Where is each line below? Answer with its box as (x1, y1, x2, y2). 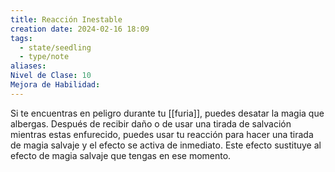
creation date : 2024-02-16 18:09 (10, 24, 150, 34)
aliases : (10, 61, 47, 71)
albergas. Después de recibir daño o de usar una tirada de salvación (10, 117, 292, 130)
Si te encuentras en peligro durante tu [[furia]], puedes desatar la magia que (10, 107, 325, 119)
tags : (10, 33, 33, 43)
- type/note (19, 52, 70, 62)
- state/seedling (19, 42, 92, 53)
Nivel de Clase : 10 (10, 71, 92, 81)
